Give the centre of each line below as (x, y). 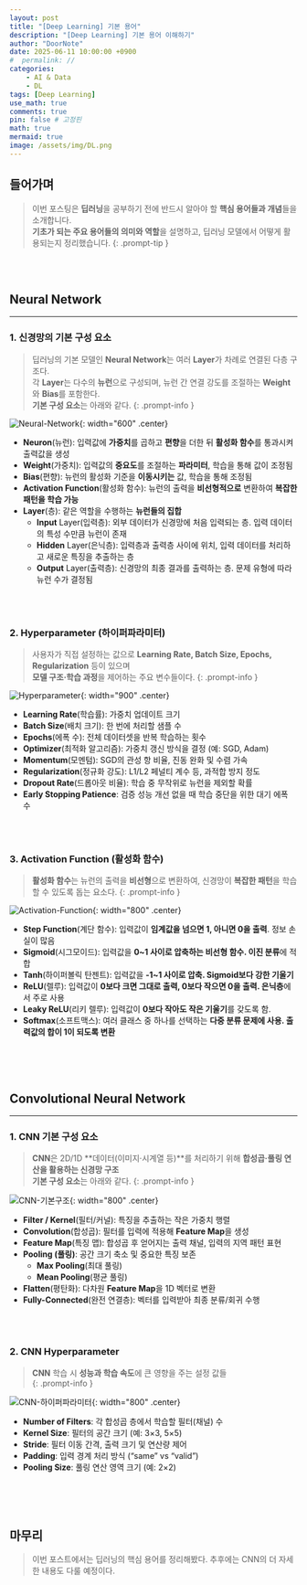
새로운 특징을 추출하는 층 (90, 556)
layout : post (34, 18)
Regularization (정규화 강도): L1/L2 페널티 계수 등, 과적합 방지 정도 (141, 771)
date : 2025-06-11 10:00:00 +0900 (73, 52)
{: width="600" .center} (124, 423)
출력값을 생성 (46, 453)
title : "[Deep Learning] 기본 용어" (75, 27)
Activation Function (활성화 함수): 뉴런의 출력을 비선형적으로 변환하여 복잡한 (160, 488)
